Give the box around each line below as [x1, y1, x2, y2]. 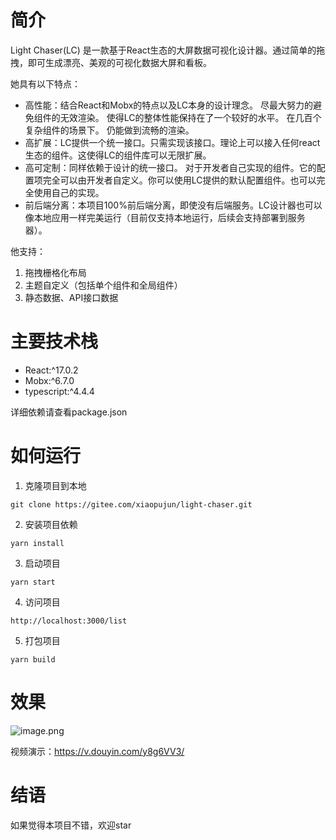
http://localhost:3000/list [10, 616, 128, 626]
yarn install [10, 538, 65, 548]
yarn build [10, 654, 56, 665]
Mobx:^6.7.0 [24, 374, 75, 386]
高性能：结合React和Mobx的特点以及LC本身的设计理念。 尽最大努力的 [24, 99, 313, 111]
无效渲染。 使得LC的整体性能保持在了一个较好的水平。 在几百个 [59, 111, 322, 123]
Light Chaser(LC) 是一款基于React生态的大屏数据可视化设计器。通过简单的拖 [10, 44, 326, 56]
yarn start [10, 577, 56, 587]
